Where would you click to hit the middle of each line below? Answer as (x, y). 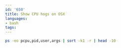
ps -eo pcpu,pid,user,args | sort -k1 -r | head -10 (60, 41)
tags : (11, 28)
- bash (12, 23)
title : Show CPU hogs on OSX (35, 14)
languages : (16, 18)
